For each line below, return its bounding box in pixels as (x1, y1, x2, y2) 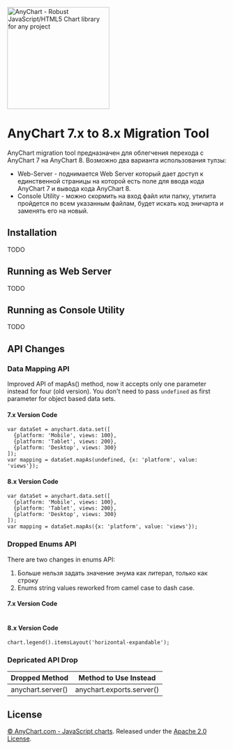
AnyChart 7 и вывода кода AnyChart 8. (17, 184, 131, 192)
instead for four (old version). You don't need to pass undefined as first (7, 387, 211, 395)
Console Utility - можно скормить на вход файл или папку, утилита (17, 192, 216, 200)
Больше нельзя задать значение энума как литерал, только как (17, 568, 208, 577)
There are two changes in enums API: (7, 555, 115, 563)
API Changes (7, 342, 65, 355)
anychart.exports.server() (75, 685, 159, 695)
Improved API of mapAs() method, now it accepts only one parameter (7, 380, 207, 388)
